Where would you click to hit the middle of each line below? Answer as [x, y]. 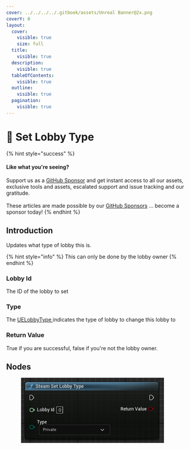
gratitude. [18, 193]
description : [28, 63]
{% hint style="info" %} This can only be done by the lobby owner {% [91, 257]
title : [20, 51]
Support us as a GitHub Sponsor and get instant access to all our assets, [95, 180]
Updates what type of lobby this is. [49, 245]
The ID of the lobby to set [37, 291]
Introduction [30, 231]
